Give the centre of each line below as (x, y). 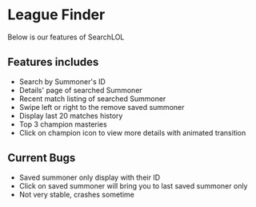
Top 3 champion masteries (63, 124)
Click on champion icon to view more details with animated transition (132, 132)
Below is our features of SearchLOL (66, 37)
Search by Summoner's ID (62, 81)
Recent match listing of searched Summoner (92, 99)
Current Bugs (42, 158)
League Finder (56, 15)
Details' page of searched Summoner (81, 90)
